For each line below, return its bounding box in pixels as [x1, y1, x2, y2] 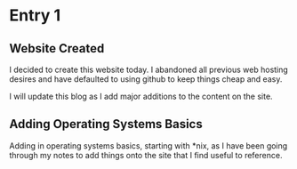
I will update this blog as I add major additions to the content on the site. [9, 91, 273, 101]
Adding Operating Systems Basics [9, 117, 203, 132]
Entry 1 [9, 5, 61, 26]
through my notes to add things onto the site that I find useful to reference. [9, 149, 283, 160]
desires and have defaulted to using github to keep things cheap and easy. [9, 74, 283, 84]
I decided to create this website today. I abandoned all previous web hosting [9, 64, 289, 75]
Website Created [9, 41, 105, 56]
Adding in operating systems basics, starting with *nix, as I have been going [9, 140, 288, 151]
